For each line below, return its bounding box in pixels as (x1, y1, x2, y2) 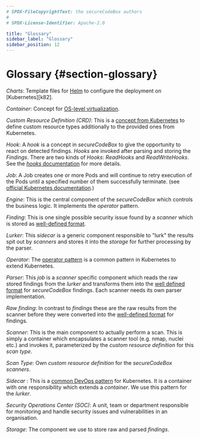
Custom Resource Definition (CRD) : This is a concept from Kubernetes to (6, 116, 185, 124)
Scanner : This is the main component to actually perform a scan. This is (6, 329, 183, 336)
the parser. (6, 244, 33, 251)
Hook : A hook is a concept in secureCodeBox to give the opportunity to (6, 141, 182, 148)
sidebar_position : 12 (6, 42, 60, 48)
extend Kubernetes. (6, 262, 55, 269)
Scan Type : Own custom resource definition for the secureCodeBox (6, 359, 173, 366)
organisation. (6, 414, 39, 421)
